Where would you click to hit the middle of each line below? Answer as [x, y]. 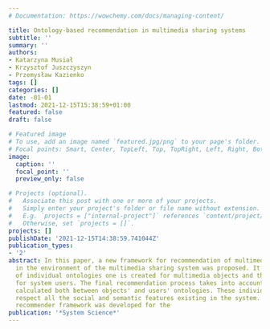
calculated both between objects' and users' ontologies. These [125, 290]
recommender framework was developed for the [93, 306]
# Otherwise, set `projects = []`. [72, 223]
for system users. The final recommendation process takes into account [140, 283]
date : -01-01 [30, 97]
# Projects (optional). [48, 193]
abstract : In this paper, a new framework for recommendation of [120, 261]
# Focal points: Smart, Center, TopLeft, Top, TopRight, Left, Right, [129, 149]
